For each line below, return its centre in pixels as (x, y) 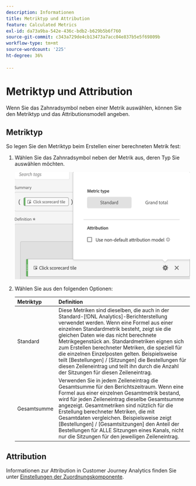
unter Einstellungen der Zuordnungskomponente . (65, 477)
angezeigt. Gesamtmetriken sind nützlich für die (116, 405)
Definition (71, 302)
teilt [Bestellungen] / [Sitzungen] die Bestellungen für (122, 360)
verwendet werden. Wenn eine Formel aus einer (116, 323)
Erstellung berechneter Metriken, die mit (106, 412)
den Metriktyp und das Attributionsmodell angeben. (68, 114)
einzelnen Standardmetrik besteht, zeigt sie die (115, 328)
